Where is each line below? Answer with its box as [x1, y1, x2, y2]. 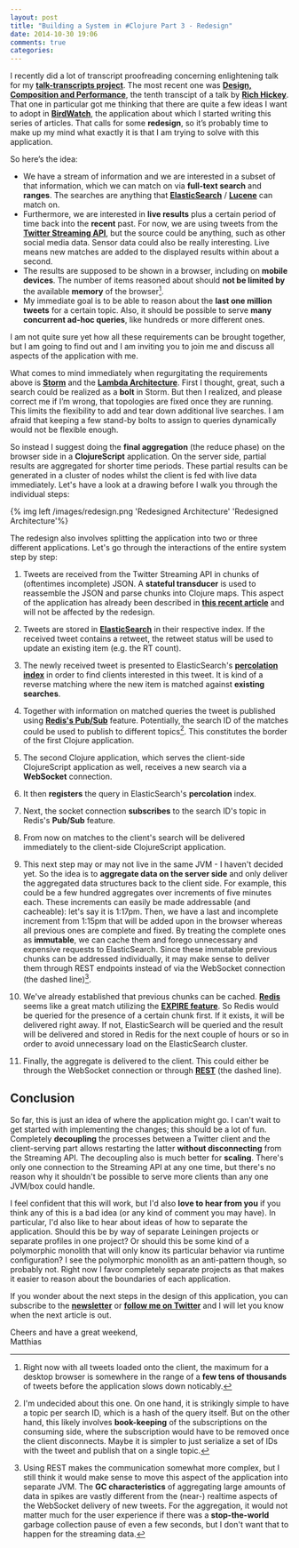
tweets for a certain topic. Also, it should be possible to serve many [22, 304, 272, 316]
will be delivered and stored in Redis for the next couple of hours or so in [22, 1029, 289, 1040]
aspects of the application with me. [10, 350, 138, 361]
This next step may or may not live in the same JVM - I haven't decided [22, 859, 284, 870]
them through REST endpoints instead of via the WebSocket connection [22, 963, 286, 974]
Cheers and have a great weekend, [10, 1327, 138, 1337]
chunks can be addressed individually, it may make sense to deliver [22, 953, 270, 965]
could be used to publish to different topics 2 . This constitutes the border [22, 724, 287, 736]
